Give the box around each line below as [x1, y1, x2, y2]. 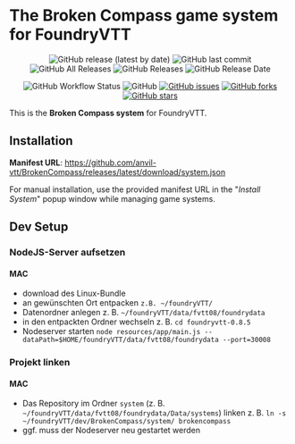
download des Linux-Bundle [21, 288, 127, 299]
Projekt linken [9, 356, 71, 369]
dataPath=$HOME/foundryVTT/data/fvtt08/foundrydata [21, 336, 219, 345]
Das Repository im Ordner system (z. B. [21, 398, 165, 409]
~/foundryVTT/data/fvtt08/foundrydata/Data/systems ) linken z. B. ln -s [21, 407, 287, 418]
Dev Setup [9, 220, 69, 235]
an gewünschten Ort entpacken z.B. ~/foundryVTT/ [21, 297, 213, 308]
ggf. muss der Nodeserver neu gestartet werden [21, 425, 201, 436]
